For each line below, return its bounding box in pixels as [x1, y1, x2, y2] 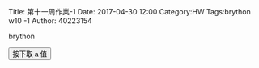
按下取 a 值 [12, 50, 48, 58]
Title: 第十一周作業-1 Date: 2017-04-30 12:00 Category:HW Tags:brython [8, 7, 251, 16]
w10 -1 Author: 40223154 [8, 16, 93, 26]
